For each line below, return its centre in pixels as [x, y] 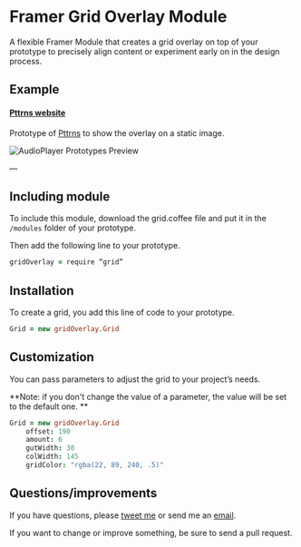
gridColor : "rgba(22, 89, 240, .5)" [95, 465]
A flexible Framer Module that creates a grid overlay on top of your [134, 42]
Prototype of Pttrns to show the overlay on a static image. [117, 132]
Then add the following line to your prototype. [95, 246]
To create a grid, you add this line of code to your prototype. [122, 313]
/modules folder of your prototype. [73, 228]
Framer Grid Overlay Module [118, 17]
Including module [60, 196]
